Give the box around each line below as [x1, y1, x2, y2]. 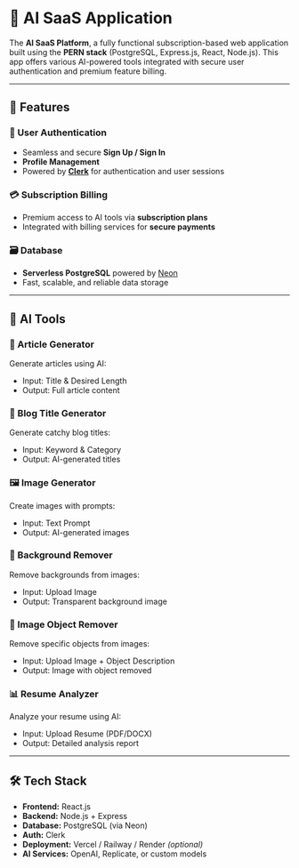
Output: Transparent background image [21, 596, 167, 607]
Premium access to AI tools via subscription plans [21, 212, 208, 222]
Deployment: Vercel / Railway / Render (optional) [21, 840, 204, 850]
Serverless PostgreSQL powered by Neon [21, 268, 178, 278]
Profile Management [21, 156, 100, 167]
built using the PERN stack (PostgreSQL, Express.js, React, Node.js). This [9, 46, 279, 57]
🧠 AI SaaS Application [9, 8, 174, 28]
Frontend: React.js [21, 801, 92, 812]
